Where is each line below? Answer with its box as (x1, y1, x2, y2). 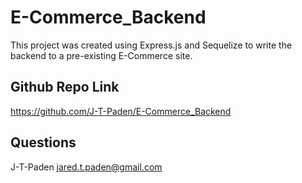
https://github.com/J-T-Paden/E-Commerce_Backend (10, 105, 232, 117)
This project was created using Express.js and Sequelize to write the (10, 39, 293, 51)
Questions (10, 134, 77, 151)
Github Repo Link (10, 79, 120, 96)
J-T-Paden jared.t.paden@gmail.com (10, 161, 163, 173)
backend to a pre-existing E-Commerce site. (10, 49, 193, 61)
